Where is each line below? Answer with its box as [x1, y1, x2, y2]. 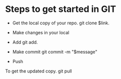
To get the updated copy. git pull [5, 68, 72, 74]
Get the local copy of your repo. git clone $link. [12, 20, 110, 26]
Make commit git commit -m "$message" [12, 49, 97, 55]
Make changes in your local [12, 29, 69, 35]
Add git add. [12, 39, 38, 45]
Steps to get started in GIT [5, 3, 116, 15]
